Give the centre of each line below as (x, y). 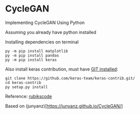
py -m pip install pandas (32, 55)
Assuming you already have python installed (51, 32)
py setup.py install (27, 87)
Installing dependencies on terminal (42, 42)
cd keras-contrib (23, 82)
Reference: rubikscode (29, 96)
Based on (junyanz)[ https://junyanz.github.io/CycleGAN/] (64, 106)
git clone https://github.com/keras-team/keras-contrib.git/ (70, 78)
